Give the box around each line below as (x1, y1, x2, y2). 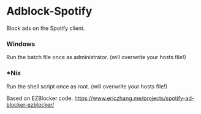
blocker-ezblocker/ (6, 101, 55, 108)
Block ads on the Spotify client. (6, 24, 85, 32)
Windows (6, 40, 36, 48)
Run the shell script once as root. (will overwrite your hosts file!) (6, 82, 167, 90)
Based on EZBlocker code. (6, 94, 74, 102)
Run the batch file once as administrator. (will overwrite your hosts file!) (6, 54, 187, 61)
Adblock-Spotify (6, 4, 93, 18)
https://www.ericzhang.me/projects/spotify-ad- (74, 94, 195, 102)
